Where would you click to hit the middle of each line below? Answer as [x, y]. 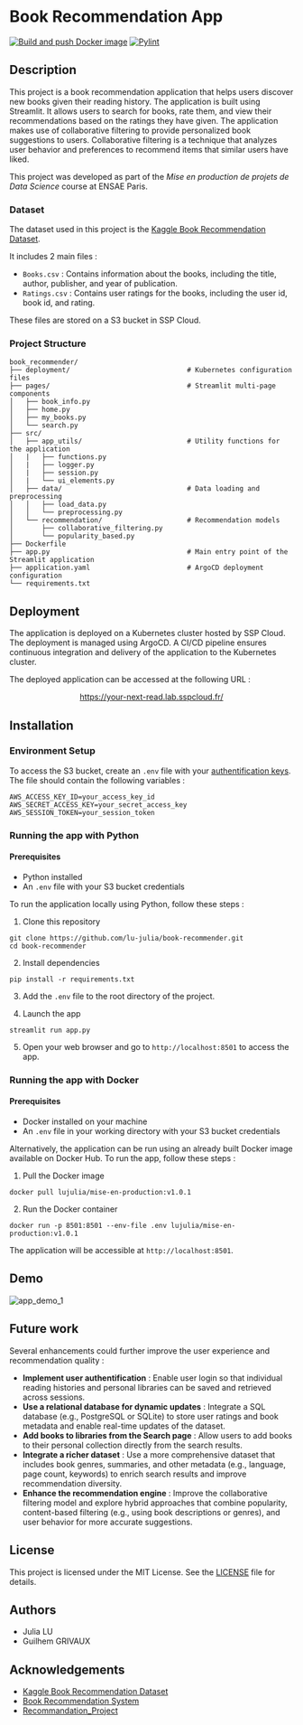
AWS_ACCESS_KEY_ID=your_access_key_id [82, 797]
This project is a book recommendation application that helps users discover [151, 91]
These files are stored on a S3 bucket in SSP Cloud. [105, 320]
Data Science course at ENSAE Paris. [79, 186]
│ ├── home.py [40, 410]
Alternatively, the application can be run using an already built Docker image [151, 1148]
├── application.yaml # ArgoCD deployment [137, 568]
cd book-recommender [48, 946]
